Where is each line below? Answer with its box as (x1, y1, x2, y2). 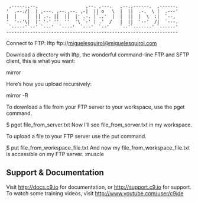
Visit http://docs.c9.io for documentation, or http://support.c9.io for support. (6, 183, 192, 191)
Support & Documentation (6, 167, 105, 178)
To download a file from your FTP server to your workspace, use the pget (6, 103, 185, 110)
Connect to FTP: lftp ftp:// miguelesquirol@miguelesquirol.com (6, 40, 157, 46)
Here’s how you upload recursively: (6, 81, 92, 87)
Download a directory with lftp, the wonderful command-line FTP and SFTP (6, 51, 190, 58)
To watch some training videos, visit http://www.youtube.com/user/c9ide (6, 189, 184, 196)
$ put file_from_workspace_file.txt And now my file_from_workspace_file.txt (6, 144, 190, 151)
